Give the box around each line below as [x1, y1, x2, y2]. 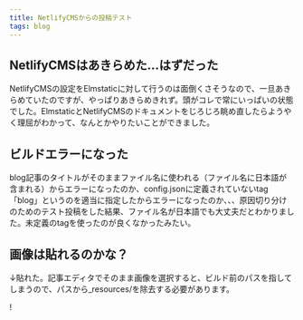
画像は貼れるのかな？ [9, 247, 128, 262]
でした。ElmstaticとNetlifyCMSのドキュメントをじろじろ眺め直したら [9, 106, 269, 117]
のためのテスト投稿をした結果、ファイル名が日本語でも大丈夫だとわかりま [9, 206, 287, 218]
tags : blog [9, 22, 51, 31]
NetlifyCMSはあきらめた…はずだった [9, 57, 219, 73]
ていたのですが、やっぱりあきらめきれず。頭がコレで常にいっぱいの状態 [24, 94, 294, 105]
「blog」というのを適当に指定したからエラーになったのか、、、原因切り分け [9, 195, 288, 206]
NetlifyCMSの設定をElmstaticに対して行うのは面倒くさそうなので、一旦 [9, 83, 276, 94]
